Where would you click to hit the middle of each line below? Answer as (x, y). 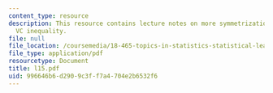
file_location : (34, 46)
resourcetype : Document (49, 61)
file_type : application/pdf (56, 53)
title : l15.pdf (34, 69)
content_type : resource (49, 16)
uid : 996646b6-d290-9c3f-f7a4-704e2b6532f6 (83, 76)
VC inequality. (41, 31)
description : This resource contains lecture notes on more (113, 23)
